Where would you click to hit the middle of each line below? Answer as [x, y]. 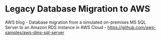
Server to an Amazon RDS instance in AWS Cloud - [56, 27]
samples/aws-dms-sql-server [35, 32]
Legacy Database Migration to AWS [78, 9]
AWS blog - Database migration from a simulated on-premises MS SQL [76, 22]
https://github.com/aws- [132, 27]
